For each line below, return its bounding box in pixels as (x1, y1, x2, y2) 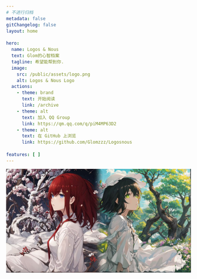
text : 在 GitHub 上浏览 (21, 133, 76, 139)
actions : (11, 84, 33, 90)
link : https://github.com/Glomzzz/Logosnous (21, 139, 133, 145)
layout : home (6, 28, 38, 34)
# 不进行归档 (6, 9, 33, 15)
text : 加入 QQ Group (21, 114, 70, 120)
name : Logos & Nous (11, 47, 59, 53)
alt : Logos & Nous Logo (16, 77, 75, 83)
